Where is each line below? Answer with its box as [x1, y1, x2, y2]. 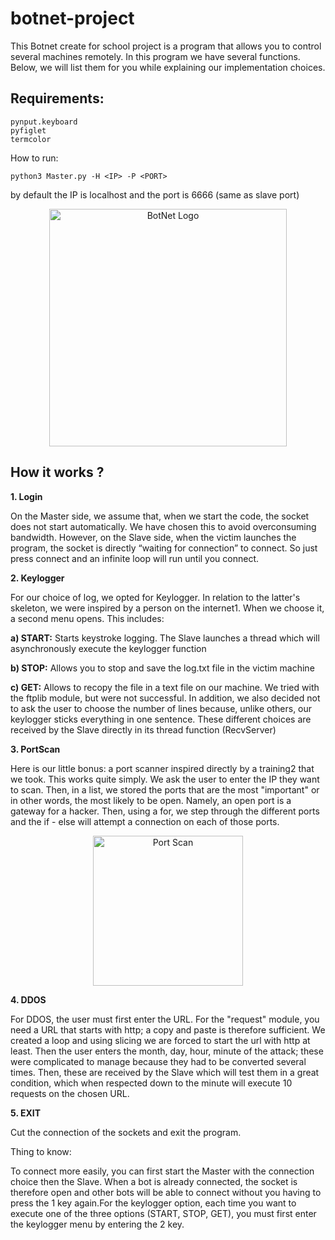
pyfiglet [10, 125, 47, 136]
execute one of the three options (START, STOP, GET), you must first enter [10, 1207, 317, 1219]
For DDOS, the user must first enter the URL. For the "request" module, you [10, 1013, 320, 1025]
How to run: [10, 152, 59, 164]
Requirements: [10, 90, 105, 107]
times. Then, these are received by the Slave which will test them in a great [10, 1066, 320, 1078]
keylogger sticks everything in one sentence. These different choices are [10, 713, 312, 725]
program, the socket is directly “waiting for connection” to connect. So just [10, 542, 318, 554]
